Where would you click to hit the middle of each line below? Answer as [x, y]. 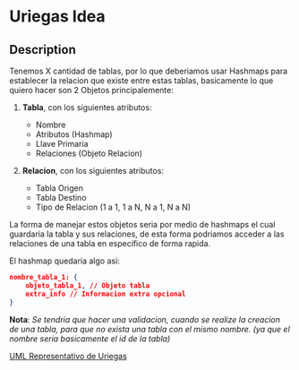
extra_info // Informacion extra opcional [106, 294]
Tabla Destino [61, 198]
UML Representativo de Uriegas [68, 356]
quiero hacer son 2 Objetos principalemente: [92, 90]
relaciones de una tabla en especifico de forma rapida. [110, 243]
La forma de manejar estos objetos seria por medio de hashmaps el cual [142, 224]
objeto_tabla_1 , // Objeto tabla [88, 285]
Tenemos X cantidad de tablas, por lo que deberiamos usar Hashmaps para [149, 71]
